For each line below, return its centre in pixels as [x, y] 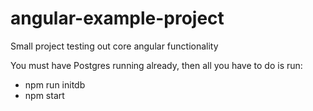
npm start [44, 95]
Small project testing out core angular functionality [114, 46]
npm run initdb [55, 84]
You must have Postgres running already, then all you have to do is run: [156, 65]
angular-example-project [117, 18]
